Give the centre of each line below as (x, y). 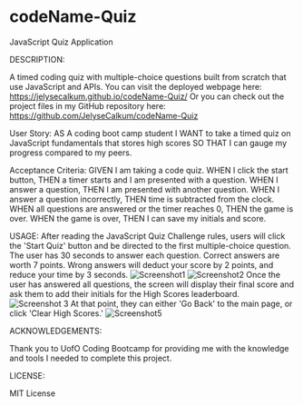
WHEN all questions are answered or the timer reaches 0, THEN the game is (151, 208)
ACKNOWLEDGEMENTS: (56, 331)
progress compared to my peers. (71, 153)
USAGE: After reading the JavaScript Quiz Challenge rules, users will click (147, 236)
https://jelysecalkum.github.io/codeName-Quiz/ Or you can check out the (147, 96)
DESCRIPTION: (37, 59)
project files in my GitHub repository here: (88, 105)
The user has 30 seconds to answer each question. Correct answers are (145, 255)
